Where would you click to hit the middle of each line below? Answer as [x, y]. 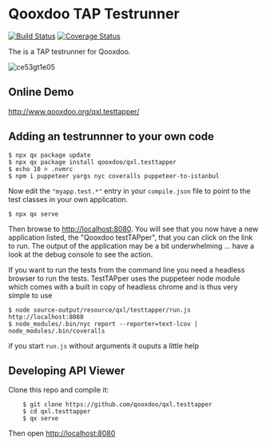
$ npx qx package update [50, 155]
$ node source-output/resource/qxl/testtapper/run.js [100, 310]
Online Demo [41, 92]
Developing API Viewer [67, 370]
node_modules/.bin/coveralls [57, 331]
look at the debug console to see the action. [81, 254]
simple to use [30, 295]
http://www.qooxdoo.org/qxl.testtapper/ [74, 111]
